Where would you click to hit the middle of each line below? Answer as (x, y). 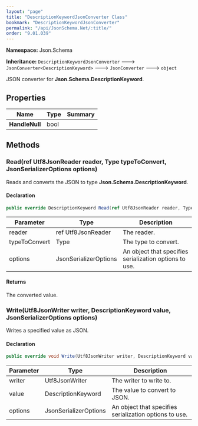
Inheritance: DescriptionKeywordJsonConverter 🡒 (71, 62)
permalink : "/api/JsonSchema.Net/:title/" (59, 28)
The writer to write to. (141, 381)
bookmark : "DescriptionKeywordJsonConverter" (63, 22)
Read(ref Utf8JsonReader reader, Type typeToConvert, (86, 162)
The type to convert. (151, 242)
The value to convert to (144, 390)
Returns (16, 282)
